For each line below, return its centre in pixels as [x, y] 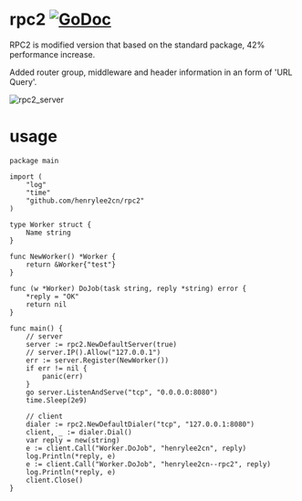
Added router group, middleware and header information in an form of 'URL [151, 72]
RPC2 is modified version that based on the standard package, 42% [137, 45]
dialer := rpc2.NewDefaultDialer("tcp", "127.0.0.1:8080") [141, 424]
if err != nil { [57, 368]
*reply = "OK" [52, 297]
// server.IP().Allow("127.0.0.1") [94, 352]
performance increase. [52, 54]
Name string [48, 233]
